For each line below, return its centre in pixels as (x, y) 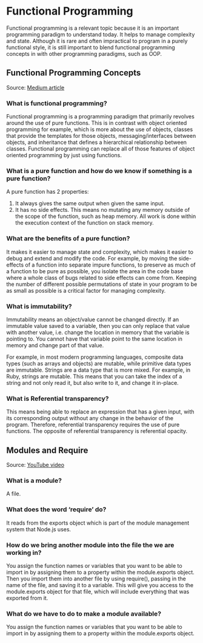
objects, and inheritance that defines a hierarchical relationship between (96, 142)
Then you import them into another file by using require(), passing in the (96, 579)
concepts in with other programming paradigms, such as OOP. (84, 53)
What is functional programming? (57, 103)
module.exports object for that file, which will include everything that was (98, 591)
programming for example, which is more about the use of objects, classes (100, 129)
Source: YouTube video (35, 465)
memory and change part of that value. (55, 345)
